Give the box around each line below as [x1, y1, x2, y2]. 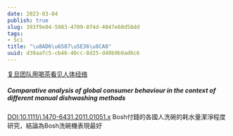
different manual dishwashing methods [7, 94, 126, 102]
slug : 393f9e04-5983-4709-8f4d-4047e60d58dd [7, 23, 140, 30]
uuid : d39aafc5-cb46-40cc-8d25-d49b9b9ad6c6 [7, 50, 140, 57]
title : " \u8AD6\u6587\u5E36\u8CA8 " [7, 43, 112, 50]
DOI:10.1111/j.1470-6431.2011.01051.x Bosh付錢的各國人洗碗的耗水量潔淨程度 [7, 112, 227, 120]
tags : [7, 30, 23, 37]
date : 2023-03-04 [7, 10, 58, 18]
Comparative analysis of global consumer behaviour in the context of [7, 86, 216, 95]
